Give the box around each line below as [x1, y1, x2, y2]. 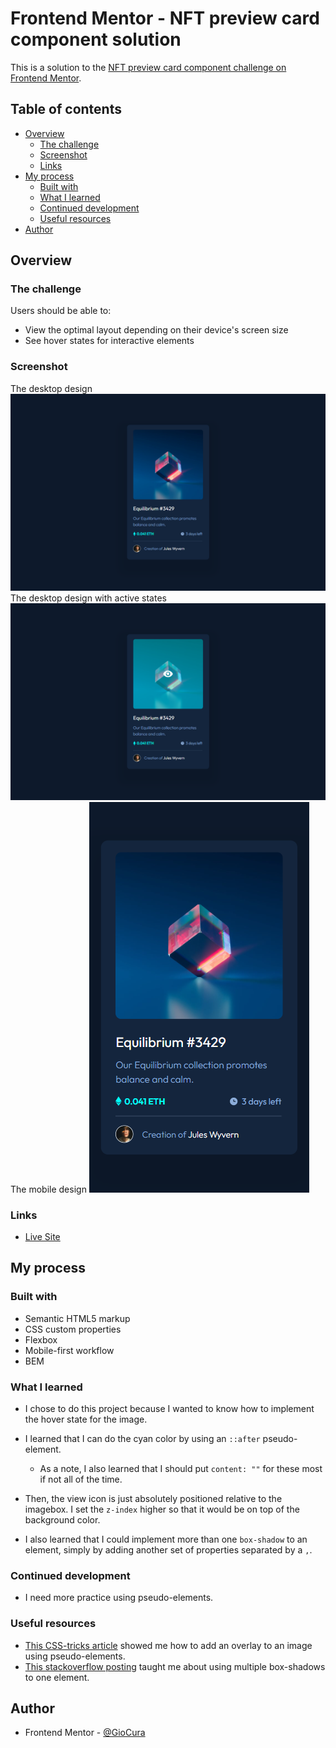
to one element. [24, 1671, 90, 1683]
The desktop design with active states [10, 592, 167, 604]
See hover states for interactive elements [24, 335, 195, 347]
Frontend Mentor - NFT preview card [10, 7, 320, 30]
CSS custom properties [24, 1323, 122, 1335]
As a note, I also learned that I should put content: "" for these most [39, 1463, 323, 1475]
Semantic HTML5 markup [24, 1312, 131, 1324]
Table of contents [10, 101, 122, 118]
